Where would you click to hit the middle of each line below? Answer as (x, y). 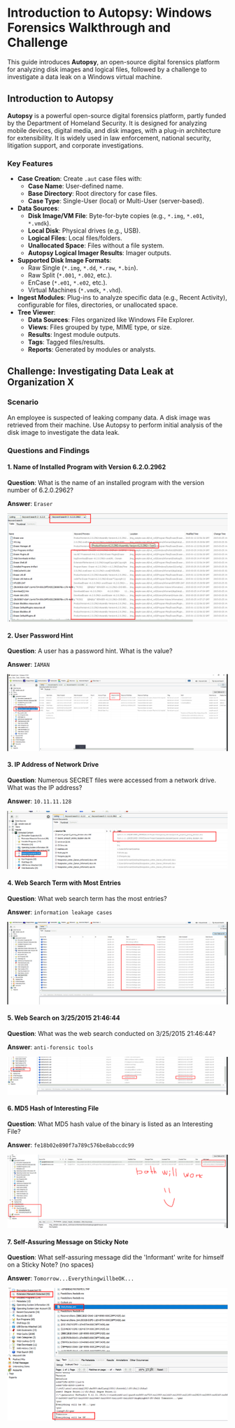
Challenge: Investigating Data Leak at (91, 372)
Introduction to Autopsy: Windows (109, 13)
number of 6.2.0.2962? (40, 490)
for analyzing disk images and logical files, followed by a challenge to (107, 69)
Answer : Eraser (30, 503)
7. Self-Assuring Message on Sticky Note (68, 1241)
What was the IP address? (45, 788)
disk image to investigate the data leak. (64, 432)
